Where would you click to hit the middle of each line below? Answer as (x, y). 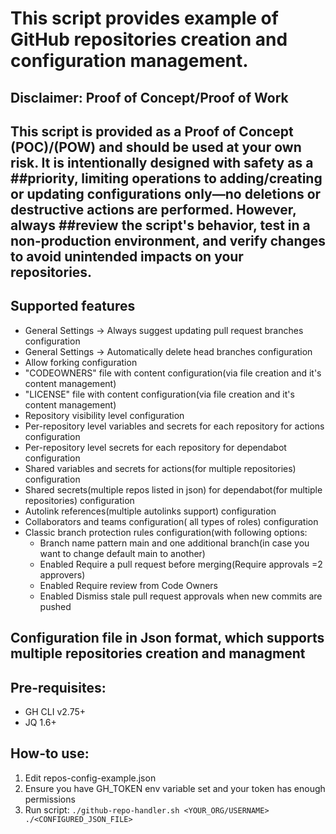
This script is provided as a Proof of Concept (152, 131)
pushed (55, 606)
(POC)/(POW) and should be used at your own (156, 147)
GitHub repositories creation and (149, 39)
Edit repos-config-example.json (90, 778)
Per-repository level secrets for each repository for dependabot (155, 447)
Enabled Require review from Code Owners (128, 585)
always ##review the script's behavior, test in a (160, 225)
